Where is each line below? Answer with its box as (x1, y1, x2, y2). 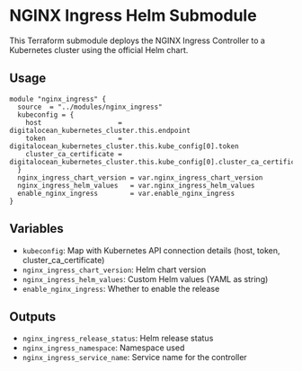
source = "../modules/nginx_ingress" (17, 102, 164, 111)
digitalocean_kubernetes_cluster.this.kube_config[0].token (9, 141, 240, 151)
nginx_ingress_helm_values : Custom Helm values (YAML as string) (22, 273, 269, 284)
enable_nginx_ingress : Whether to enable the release (22, 283, 220, 294)
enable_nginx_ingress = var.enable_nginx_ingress (17, 189, 235, 198)
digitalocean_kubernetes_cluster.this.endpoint (9, 126, 191, 135)
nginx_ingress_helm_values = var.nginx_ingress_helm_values (17, 181, 255, 190)
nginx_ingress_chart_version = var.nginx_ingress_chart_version (17, 172, 263, 182)
